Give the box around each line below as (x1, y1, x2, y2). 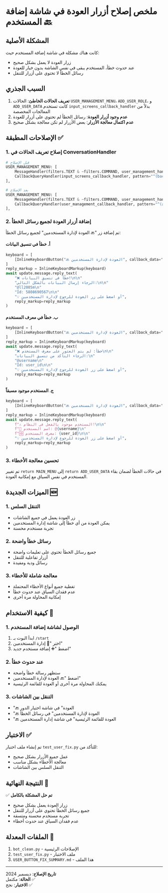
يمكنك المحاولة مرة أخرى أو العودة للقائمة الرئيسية (12, 681, 107, 687)
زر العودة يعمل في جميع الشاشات (12, 514, 75, 521)
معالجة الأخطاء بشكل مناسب (12, 759, 66, 765)
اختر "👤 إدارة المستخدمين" (12, 640, 63, 646)
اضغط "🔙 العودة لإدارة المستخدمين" (12, 675, 81, 681)
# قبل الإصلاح (5, 160, 29, 165)
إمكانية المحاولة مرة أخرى (12, 594, 61, 600)
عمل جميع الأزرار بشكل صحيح (12, 754, 68, 760)
